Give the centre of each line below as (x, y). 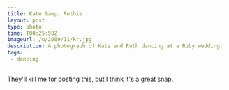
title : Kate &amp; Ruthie (45, 14)
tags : (15, 53)
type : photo (24, 27)
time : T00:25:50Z (32, 33)
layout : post (26, 20)
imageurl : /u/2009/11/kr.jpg (50, 40)
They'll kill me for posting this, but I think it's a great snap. (90, 79)
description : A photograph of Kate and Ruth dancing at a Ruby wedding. (115, 46)
